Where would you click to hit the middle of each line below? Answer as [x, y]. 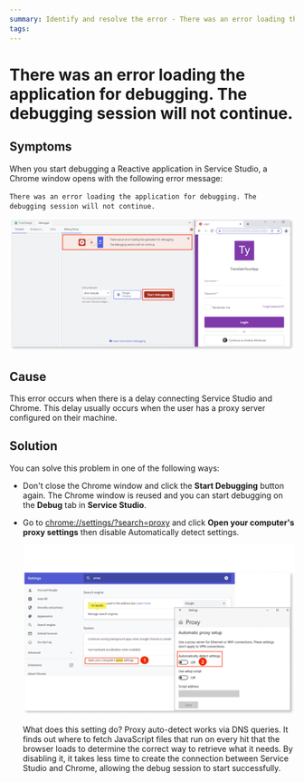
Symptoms [41, 147]
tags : [19, 29]
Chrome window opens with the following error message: [116, 178]
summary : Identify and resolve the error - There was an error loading [147, 19]
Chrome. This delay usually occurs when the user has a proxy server [138, 408]
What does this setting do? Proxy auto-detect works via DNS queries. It [155, 729]
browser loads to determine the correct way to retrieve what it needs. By [158, 749]
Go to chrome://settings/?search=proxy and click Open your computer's [158, 523]
